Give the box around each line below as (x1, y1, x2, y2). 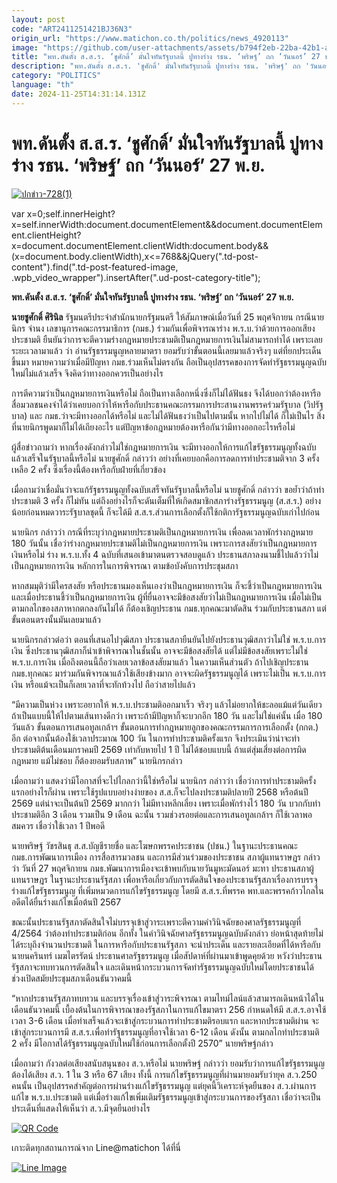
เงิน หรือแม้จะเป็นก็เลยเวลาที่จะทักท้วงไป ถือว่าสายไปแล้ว (11, 678, 196, 690)
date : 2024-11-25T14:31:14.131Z (11, 89, 146, 99)
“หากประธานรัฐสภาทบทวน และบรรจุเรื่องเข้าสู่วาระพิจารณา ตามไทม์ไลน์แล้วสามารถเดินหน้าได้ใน (11, 992, 325, 1004)
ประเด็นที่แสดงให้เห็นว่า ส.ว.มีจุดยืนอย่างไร (11, 1102, 151, 1114)
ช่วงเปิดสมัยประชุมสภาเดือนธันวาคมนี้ (11, 972, 133, 984)
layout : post (11, 14, 66, 25)
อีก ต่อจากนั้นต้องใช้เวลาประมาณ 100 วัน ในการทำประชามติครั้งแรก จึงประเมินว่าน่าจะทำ (11, 732, 301, 744)
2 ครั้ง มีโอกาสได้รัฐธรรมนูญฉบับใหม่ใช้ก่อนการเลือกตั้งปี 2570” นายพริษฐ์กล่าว (11, 1037, 274, 1049)
